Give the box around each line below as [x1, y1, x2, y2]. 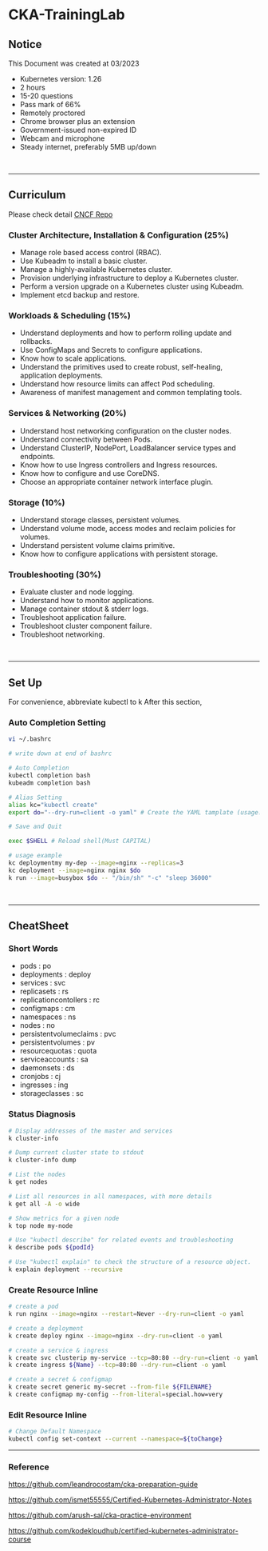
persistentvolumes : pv [19, 1037, 96, 1047]
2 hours [19, 82, 45, 92]
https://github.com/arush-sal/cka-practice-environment [8, 1510, 191, 1521]
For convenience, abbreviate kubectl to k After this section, [8, 698, 203, 707]
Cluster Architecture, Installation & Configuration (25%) [8, 230, 229, 241]
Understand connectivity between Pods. [19, 434, 153, 444]
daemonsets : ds [19, 1063, 75, 1073]
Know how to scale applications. [19, 354, 127, 363]
